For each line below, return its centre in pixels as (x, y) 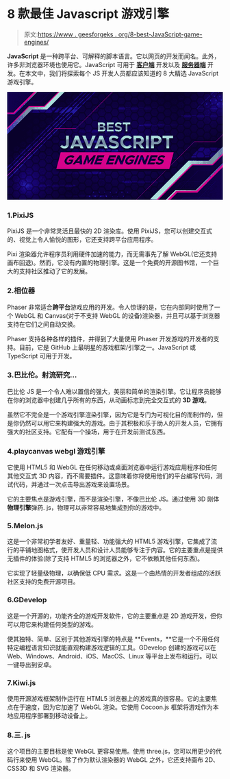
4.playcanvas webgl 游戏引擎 (56, 451)
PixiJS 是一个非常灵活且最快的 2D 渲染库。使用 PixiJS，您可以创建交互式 (110, 231)
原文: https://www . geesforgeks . (70, 34)
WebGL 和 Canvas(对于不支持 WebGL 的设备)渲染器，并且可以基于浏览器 (117, 315)
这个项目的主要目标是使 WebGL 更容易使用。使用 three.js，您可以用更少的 (112, 752)
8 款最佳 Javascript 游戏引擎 (88, 14)
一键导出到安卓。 (31, 665)
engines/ (36, 42)
